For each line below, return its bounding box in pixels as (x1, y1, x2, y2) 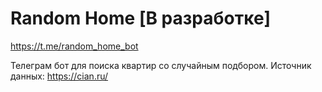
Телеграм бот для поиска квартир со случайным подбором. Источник (10, 59, 312, 71)
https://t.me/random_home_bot (10, 40, 139, 52)
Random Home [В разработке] (10, 7, 272, 30)
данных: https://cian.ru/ (10, 70, 109, 82)
